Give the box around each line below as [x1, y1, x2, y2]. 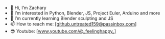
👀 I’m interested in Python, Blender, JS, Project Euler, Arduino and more [10, 10, 160, 16]
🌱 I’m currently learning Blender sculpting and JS [10, 15, 113, 21]
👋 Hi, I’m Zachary [10, 5, 47, 10]
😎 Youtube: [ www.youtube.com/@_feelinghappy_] [10, 28, 116, 34]
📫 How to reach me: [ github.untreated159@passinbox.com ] [10, 21, 137, 27]
